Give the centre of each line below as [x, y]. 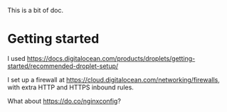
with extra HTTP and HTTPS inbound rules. [70, 87]
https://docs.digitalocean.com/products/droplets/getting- [111, 58]
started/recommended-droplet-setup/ [63, 66]
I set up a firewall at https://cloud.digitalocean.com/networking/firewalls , [114, 79]
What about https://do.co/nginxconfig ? [64, 101]
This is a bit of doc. [36, 10]
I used [17, 58]
